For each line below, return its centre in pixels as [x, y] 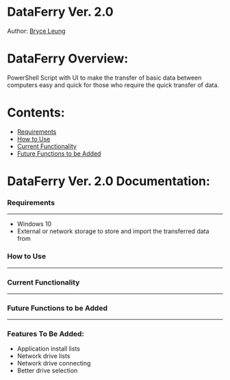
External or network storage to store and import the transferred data [113, 231]
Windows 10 [34, 224]
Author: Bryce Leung [36, 31]
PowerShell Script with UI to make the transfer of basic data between [104, 78]
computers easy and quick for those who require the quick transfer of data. [113, 85]
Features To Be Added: [46, 334]
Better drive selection [47, 370]
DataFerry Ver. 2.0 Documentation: [109, 181]
